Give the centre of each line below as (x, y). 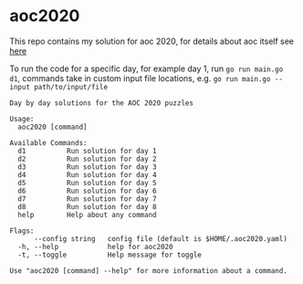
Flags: (22, 231)
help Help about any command (87, 215)
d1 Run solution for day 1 (87, 151)
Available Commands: (49, 142)
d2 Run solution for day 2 (87, 159)
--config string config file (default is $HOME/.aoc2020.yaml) (160, 238)
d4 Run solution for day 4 (87, 174)
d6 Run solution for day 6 (87, 191)
